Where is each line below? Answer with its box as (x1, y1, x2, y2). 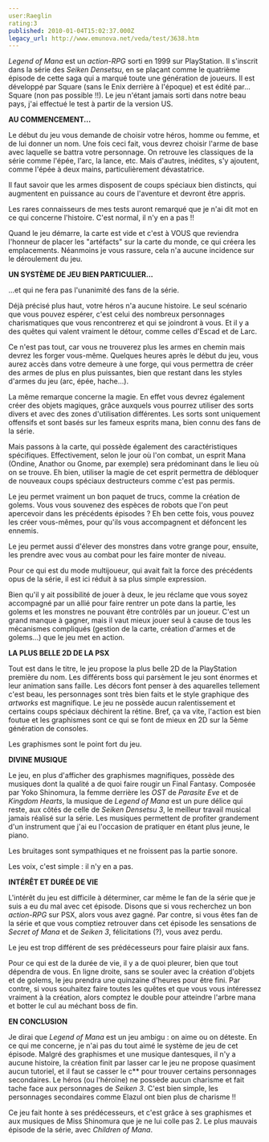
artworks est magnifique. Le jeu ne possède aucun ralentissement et (8, 698, 236, 708)
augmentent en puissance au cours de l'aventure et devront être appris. (8, 188, 247, 198)
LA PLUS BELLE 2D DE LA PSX (8, 648, 110, 658)
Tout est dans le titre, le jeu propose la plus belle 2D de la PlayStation (8, 664, 237, 673)
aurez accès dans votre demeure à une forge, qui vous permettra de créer (8, 359, 254, 369)
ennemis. (8, 526, 39, 536)
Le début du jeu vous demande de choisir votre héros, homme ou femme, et (8, 130, 259, 140)
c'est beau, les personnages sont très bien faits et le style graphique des (8, 689, 249, 699)
